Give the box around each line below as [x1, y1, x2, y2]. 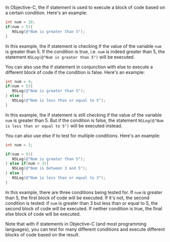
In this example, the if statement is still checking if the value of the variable [5, 112, 162, 118]
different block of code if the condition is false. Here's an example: [5, 69, 145, 75]
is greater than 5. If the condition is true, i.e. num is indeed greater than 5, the [5, 48, 165, 55]
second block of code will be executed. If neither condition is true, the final [5, 205, 162, 211]
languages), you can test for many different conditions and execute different [5, 226, 165, 232]
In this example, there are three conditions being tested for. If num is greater [5, 189, 163, 195]
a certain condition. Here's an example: [5, 10, 88, 16]
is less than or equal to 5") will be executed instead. [5, 122, 123, 129]
